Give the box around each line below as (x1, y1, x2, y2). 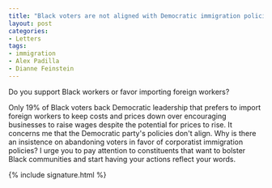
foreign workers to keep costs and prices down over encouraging (8, 111, 227, 121)
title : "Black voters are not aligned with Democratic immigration (8, 11, 241, 20)
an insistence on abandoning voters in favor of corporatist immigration (8, 137, 244, 147)
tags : (8, 42, 27, 50)
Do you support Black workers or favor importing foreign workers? (8, 87, 230, 96)
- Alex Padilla (8, 58, 60, 66)
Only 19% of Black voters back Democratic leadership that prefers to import (8, 102, 261, 112)
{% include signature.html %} (8, 169, 107, 179)
